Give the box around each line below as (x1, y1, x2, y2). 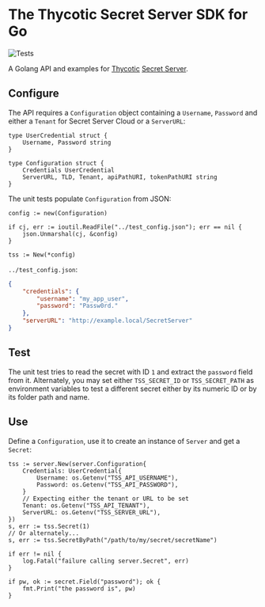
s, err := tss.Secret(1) (8, 522, 90, 530)
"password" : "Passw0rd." (36, 302, 119, 310)
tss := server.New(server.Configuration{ (8, 460, 147, 468)
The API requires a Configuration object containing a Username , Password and (8, 108, 258, 117)
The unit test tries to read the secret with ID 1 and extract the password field (8, 366, 253, 377)
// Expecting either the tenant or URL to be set (22, 495, 190, 503)
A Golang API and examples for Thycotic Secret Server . (8, 63, 188, 73)
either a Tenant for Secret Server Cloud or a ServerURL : (8, 116, 186, 126)
